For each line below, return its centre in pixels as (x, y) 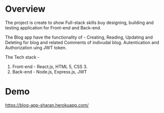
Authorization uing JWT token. (36, 47)
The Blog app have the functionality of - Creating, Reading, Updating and (79, 37)
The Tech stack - (22, 57)
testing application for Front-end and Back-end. (53, 27)
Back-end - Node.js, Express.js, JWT (50, 71)
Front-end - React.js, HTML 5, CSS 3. (50, 67)
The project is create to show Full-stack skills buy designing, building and (79, 23)
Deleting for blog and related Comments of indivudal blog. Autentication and (82, 42)
